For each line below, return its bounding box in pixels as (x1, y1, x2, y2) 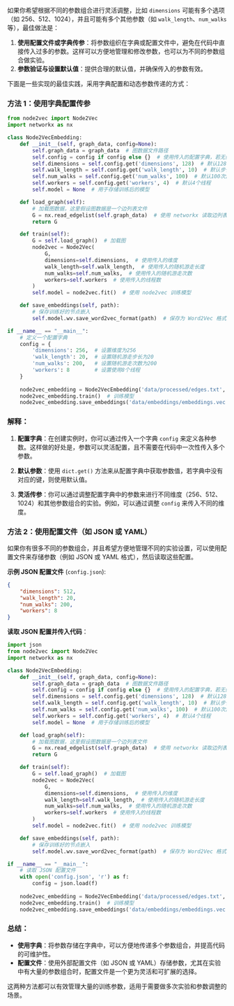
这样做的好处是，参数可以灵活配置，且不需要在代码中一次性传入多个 (29, 443, 225, 451)
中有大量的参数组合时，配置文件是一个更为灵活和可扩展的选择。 (17, 967, 201, 975)
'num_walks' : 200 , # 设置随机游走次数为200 (32, 360, 157, 367)
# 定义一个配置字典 (19, 334, 68, 341)
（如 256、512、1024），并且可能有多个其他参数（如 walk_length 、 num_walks (7, 15, 228, 23)
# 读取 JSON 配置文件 (19, 867, 77, 874)
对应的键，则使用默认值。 (17, 475, 91, 484)
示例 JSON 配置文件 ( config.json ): (7, 567, 107, 575)
